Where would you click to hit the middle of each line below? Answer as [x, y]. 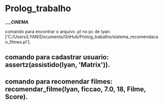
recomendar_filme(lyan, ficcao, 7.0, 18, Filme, [76, 89]
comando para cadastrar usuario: [57, 57]
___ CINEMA [17, 22]
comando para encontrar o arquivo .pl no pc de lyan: [58, 31]
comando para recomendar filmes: [59, 81]
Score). [17, 96]
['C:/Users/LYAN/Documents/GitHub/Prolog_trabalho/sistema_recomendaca [82, 37]
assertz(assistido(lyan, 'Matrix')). [58, 65]
